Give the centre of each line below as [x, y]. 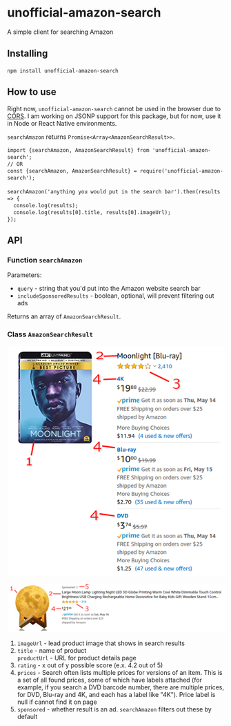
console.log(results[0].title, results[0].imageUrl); [92, 212]
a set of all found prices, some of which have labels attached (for [109, 680]
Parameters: [24, 275]
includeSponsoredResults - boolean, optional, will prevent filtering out [115, 296]
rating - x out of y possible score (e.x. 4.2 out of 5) [90, 665]
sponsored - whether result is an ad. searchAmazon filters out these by [114, 709]
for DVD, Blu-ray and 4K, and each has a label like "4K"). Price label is [116, 694]
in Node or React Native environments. [62, 123]
